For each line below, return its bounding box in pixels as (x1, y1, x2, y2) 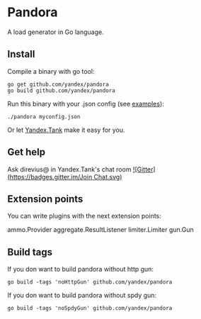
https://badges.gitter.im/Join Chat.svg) (9, 172, 122, 181)
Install (7, 48, 35, 60)
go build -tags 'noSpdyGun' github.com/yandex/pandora (7, 305, 173, 312)
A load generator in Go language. (7, 28, 104, 36)
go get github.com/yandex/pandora (7, 81, 110, 88)
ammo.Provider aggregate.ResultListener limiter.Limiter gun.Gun (7, 225, 194, 234)
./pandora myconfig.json (7, 113, 81, 121)
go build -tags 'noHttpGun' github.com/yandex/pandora (7, 279, 173, 286)
